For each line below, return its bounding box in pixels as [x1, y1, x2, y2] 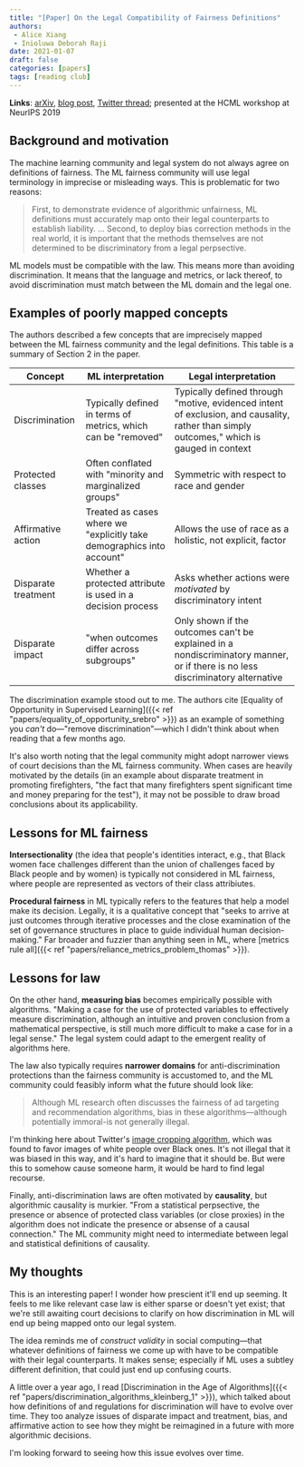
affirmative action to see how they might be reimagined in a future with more [9, 1420, 295, 1431]
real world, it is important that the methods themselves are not [31, 232, 264, 243]
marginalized [85, 480, 141, 493]
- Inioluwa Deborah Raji [13, 38, 107, 48]
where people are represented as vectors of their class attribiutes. [9, 878, 256, 889]
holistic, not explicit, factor [174, 534, 287, 547]
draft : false [9, 55, 59, 64]
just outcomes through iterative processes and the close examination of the [9, 915, 291, 926]
